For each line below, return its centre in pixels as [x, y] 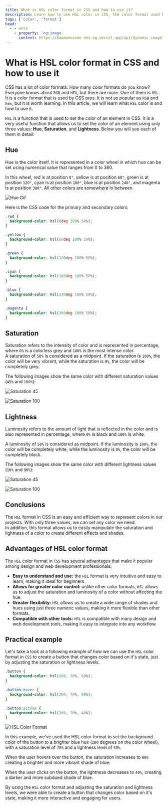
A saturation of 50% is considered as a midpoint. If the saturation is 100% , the [83, 356]
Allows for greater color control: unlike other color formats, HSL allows [85, 586]
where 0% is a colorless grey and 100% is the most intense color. [70, 351]
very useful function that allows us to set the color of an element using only [83, 123]
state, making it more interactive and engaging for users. [63, 798]
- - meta [19, 29]
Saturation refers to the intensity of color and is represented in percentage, [82, 345]
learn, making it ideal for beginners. [49, 581]
